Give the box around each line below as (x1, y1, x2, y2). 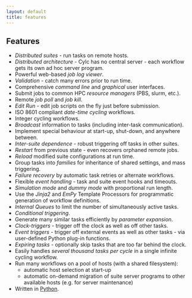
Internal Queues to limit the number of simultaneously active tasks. (14, 203, 179, 211)
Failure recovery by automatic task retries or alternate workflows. (14, 172, 175, 179)
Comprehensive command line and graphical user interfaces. (14, 84, 165, 91)
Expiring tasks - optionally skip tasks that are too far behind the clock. (14, 241, 187, 248)
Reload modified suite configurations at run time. (14, 153, 135, 160)
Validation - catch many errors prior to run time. (14, 77, 133, 84)
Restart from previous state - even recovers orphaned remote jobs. (14, 147, 180, 154)
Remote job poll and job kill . (14, 96, 83, 103)
